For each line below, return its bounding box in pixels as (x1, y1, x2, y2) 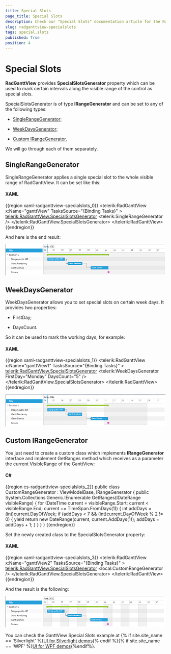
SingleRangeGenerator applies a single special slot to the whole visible (5, 174, 154, 180)
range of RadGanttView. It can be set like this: (5, 179, 101, 186)
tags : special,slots (5, 30, 49, 35)
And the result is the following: (5, 586, 69, 592)
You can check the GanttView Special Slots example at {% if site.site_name (5, 632, 163, 638)
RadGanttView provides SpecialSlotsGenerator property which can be (5, 80, 155, 86)
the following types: (5, 106, 47, 112)
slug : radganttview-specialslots (5, 24, 76, 30)
